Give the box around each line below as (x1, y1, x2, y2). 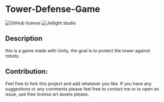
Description (5, 34, 42, 43)
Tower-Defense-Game (5, 3, 100, 15)
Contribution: (5, 67, 48, 76)
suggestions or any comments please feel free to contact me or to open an (5, 86, 159, 92)
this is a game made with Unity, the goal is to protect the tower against (5, 47, 150, 53)
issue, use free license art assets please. (5, 91, 89, 97)
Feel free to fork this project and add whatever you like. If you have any (5, 81, 152, 87)
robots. (5, 53, 20, 59)
